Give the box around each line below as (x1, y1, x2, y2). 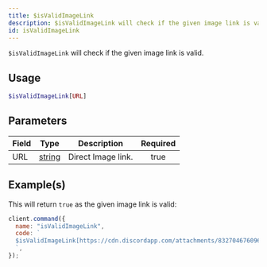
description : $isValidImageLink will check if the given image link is (8, 19, 250, 27)
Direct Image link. (68, 151, 133, 162)
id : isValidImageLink (8, 26, 80, 34)
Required (140, 137, 176, 149)
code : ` (15, 230, 41, 238)
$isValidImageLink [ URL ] (8, 92, 87, 100)
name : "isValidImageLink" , (15, 222, 105, 230)
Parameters (8, 114, 68, 128)
